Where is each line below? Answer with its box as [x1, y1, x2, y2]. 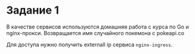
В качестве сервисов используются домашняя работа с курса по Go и [6, 23, 189, 30]
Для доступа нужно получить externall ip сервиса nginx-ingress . [6, 41, 173, 48]
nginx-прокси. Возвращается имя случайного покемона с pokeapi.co [6, 29, 185, 36]
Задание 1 [6, 4, 59, 17]
